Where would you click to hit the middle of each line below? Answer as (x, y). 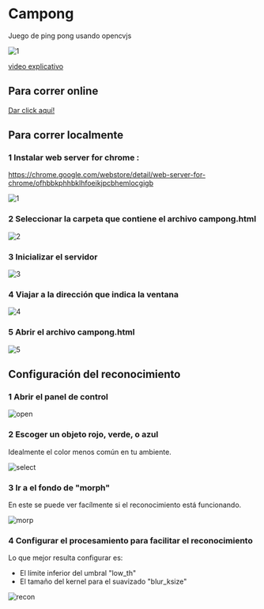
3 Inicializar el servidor (53, 256)
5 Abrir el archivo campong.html (72, 332)
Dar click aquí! (32, 110)
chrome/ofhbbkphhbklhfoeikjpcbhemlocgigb (81, 183)
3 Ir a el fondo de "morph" (59, 487)
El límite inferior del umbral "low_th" (78, 573)
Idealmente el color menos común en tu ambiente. (90, 452)
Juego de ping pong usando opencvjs (70, 36)
